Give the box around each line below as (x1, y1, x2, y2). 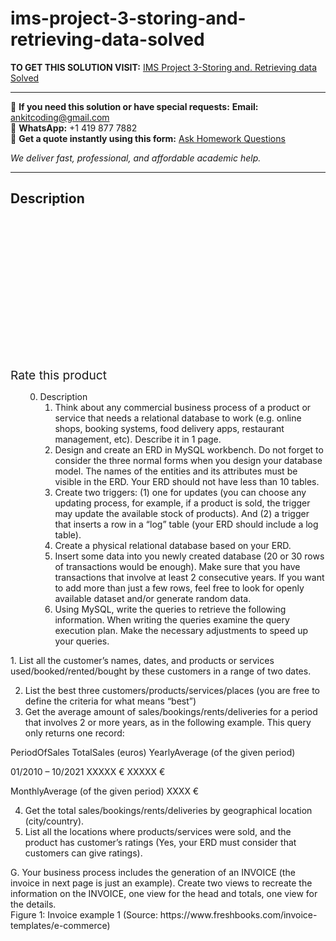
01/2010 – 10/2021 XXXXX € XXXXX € (10, 765, 166, 777)
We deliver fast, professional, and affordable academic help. (10, 152, 262, 164)
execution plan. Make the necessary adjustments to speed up (54, 624, 309, 636)
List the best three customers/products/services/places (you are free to (24, 684, 320, 696)
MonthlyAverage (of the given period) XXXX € (10, 785, 200, 797)
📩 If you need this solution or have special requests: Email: (10, 100, 259, 112)
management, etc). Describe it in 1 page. (54, 433, 222, 445)
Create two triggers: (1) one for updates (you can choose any (54, 486, 307, 498)
